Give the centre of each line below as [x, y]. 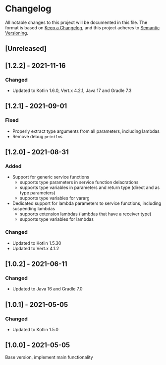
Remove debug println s [37, 136]
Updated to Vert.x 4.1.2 [36, 248]
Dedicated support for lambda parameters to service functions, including [87, 203]
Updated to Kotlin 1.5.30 [37, 243]
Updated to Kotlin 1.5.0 [35, 330]
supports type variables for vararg [55, 198]
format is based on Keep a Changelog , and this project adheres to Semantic [83, 27]
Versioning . [17, 33]
